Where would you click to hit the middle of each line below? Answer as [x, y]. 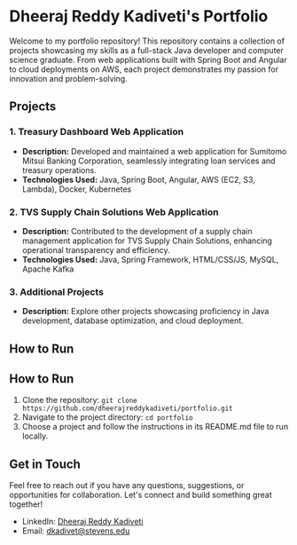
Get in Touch [45, 464]
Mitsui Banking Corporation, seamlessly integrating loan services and [148, 161]
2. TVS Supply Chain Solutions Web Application [114, 212]
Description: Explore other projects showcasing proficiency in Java [145, 312]
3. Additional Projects [57, 292]
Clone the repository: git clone [79, 400]
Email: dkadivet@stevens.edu [76, 531]
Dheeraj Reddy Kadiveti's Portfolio [139, 16]
